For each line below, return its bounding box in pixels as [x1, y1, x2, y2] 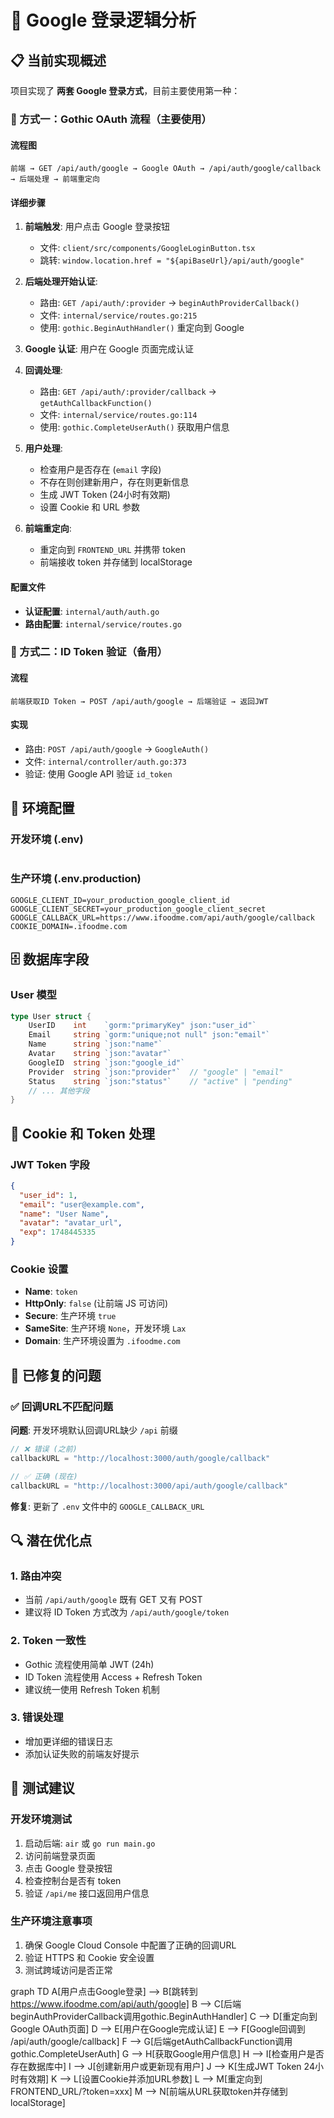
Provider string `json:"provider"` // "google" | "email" [28, 1067, 284, 1077]
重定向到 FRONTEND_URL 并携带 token [39, 544, 186, 556]
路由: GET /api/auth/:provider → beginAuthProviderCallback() [39, 297, 300, 309]
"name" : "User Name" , [19, 1209, 110, 1219]
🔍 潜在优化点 [10, 1532, 93, 1549]
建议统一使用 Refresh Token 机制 [24, 1683, 160, 1695]
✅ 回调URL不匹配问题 [10, 1399, 114, 1413]
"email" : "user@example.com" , [19, 1199, 145, 1210]
